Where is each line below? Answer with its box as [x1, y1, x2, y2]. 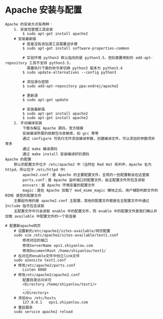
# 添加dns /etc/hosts [14, 296, 56, 300]
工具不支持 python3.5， [29, 60, 73, 65]
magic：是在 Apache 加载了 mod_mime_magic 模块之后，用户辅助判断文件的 [22, 188, 158, 193]
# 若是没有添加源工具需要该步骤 [22, 41, 78, 46]
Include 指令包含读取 [5, 203, 45, 208]
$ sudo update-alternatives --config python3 [22, 70, 117, 75]
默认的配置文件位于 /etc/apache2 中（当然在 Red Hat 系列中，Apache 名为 [14, 162, 152, 167]
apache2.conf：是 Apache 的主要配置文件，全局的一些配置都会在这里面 [22, 172, 149, 177]
